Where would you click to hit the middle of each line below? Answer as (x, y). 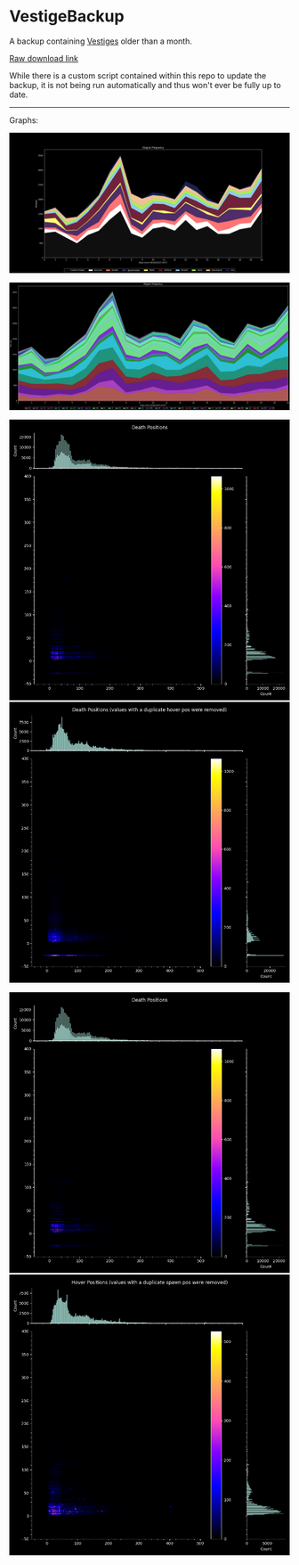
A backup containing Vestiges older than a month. (101, 41)
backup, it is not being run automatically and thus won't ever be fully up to (145, 85)
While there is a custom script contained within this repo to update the (138, 75)
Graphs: (24, 120)
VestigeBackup (67, 16)
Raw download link (44, 58)
